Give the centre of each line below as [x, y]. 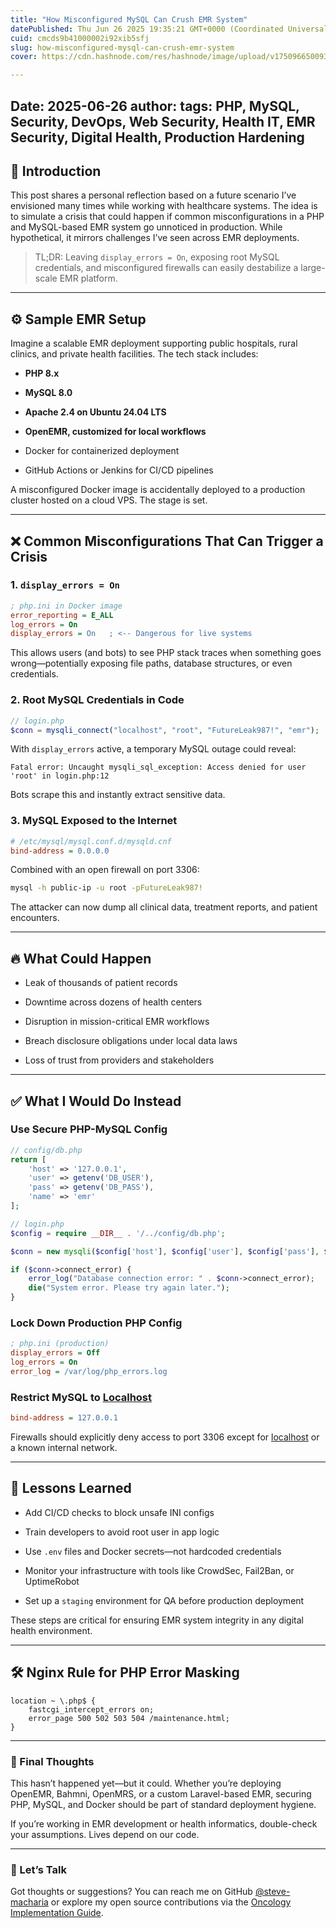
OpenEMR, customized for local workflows [115, 432]
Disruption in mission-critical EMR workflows [117, 1022]
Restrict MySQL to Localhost [81, 1397]
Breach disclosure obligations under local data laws [131, 1041]
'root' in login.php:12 [60, 776]
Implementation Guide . [57, 1913]
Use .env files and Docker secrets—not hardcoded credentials [153, 1551]
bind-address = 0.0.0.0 [60, 851]
